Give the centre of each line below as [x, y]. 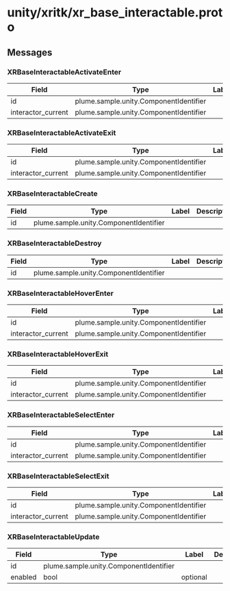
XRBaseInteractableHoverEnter [61, 293]
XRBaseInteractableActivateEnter [64, 72]
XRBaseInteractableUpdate [53, 537]
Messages [30, 52]
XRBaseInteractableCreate [52, 194]
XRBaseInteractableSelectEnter [61, 415]
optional [194, 577]
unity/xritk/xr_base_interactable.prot [115, 13]
